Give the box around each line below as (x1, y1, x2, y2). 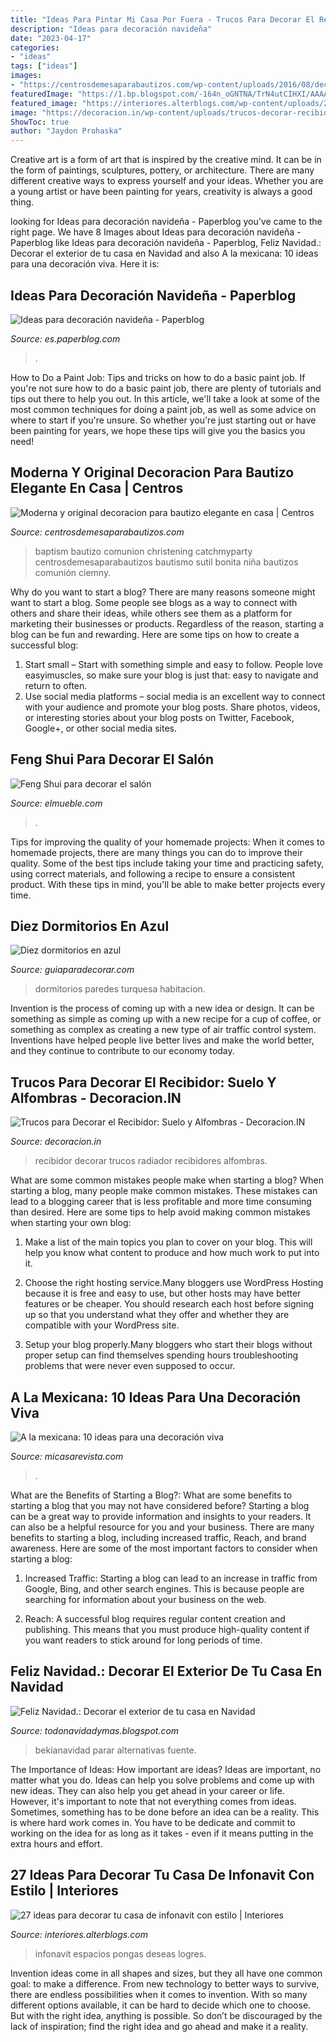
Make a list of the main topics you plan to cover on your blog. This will (24, 1236, 313, 1248)
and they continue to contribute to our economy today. (10, 1045, 235, 1057)
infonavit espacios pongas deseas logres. (34, 1947, 207, 1960)
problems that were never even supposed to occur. (24, 1360, 236, 1372)
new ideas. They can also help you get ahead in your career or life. (10, 1784, 285, 1796)
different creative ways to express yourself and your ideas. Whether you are (10, 175, 324, 187)
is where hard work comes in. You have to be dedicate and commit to (10, 1816, 296, 1828)
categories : (10, 42, 60, 53)
